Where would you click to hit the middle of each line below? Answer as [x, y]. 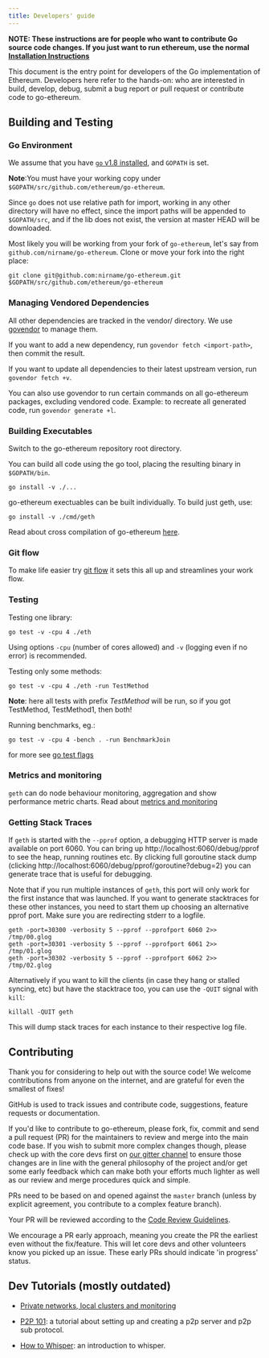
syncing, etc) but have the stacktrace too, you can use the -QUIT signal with [133, 989]
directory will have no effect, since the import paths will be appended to [127, 211]
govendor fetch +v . [40, 377]
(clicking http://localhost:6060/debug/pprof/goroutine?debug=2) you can [130, 865]
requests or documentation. [54, 1112]
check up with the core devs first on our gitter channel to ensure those [125, 1154]
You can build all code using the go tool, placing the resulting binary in [124, 464]
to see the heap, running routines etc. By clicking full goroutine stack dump [132, 857]
